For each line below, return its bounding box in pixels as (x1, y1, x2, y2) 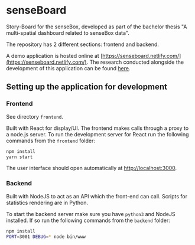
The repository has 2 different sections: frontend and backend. (6, 41, 160, 48)
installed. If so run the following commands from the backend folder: (6, 217, 170, 224)
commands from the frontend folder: (6, 137, 96, 144)
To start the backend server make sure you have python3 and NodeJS (6, 210, 175, 217)
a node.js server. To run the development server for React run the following (6, 130, 189, 138)
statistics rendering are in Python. (6, 199, 89, 206)
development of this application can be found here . (6, 64, 131, 71)
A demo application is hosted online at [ (6, 52, 103, 59)
